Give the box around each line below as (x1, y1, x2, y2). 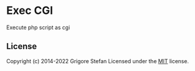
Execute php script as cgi (6, 24, 70, 31)
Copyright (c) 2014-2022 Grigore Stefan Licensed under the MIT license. (6, 57, 189, 64)
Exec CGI (6, 4, 54, 18)
